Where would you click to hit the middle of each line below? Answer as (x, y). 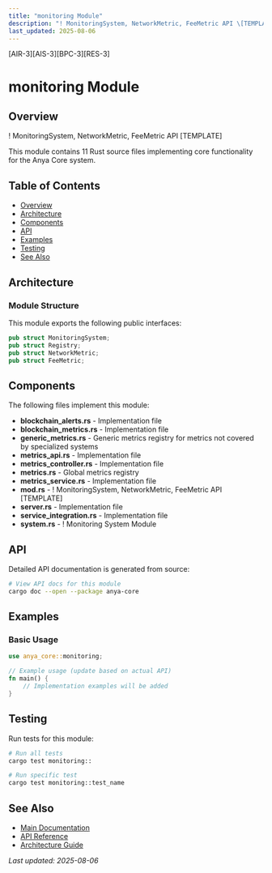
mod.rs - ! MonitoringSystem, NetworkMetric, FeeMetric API (121, 490)
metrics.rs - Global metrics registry (79, 473)
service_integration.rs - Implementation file (94, 516)
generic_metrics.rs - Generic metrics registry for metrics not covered (137, 438)
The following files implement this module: (79, 405)
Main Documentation (55, 828)
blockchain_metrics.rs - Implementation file (94, 429)
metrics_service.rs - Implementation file (88, 481)
